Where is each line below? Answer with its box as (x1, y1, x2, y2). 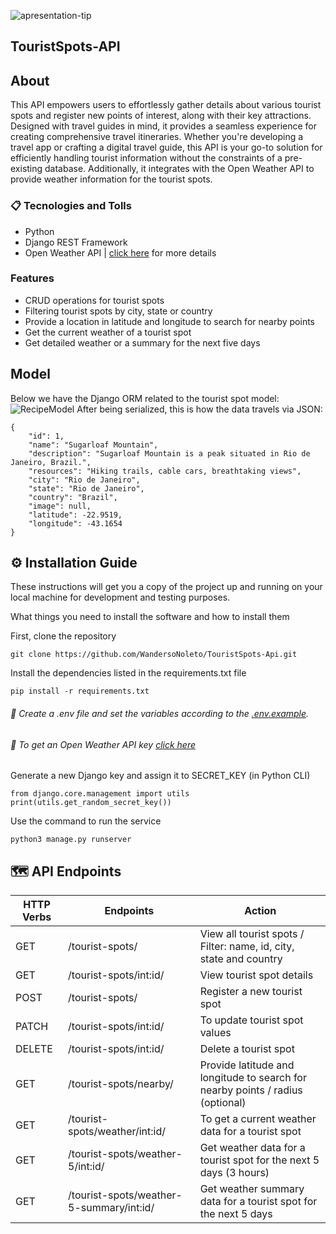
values (199, 1026, 232, 1040)
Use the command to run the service (10, 815, 162, 827)
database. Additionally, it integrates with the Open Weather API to (44, 163, 315, 175)
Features (10, 271, 55, 285)
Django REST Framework (24, 236, 128, 248)
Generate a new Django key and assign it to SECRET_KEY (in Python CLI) (10, 770, 311, 782)
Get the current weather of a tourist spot (24, 326, 192, 338)
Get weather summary (199, 1182, 305, 1196)
